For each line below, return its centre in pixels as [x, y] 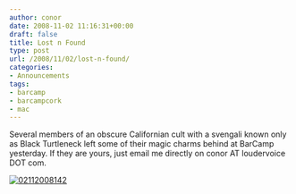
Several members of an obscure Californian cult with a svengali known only [148, 134]
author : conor [36, 17]
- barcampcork [36, 101]
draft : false [34, 34]
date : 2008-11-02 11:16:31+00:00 [72, 26]
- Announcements [39, 76]
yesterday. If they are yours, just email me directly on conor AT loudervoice [148, 154]
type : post [30, 51]
